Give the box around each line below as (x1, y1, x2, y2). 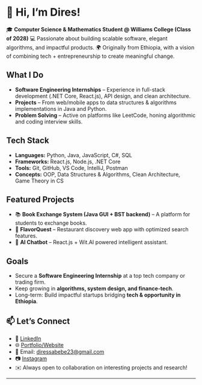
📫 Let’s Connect (6, 316, 70, 326)
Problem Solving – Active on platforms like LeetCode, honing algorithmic (14, 111, 196, 119)
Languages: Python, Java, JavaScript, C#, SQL (14, 151, 132, 158)
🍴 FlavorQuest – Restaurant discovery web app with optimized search (14, 226, 189, 233)
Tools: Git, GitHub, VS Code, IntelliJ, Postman (14, 164, 128, 171)
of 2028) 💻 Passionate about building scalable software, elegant (6, 34, 168, 42)
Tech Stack (6, 136, 49, 146)
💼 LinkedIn (14, 335, 41, 342)
